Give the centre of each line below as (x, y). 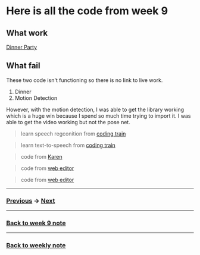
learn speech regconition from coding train (73, 133)
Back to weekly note (36, 245)
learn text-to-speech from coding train (68, 145)
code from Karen (41, 156)
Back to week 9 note (36, 223)
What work (27, 33)
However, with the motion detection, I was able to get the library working (95, 109)
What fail (23, 66)
